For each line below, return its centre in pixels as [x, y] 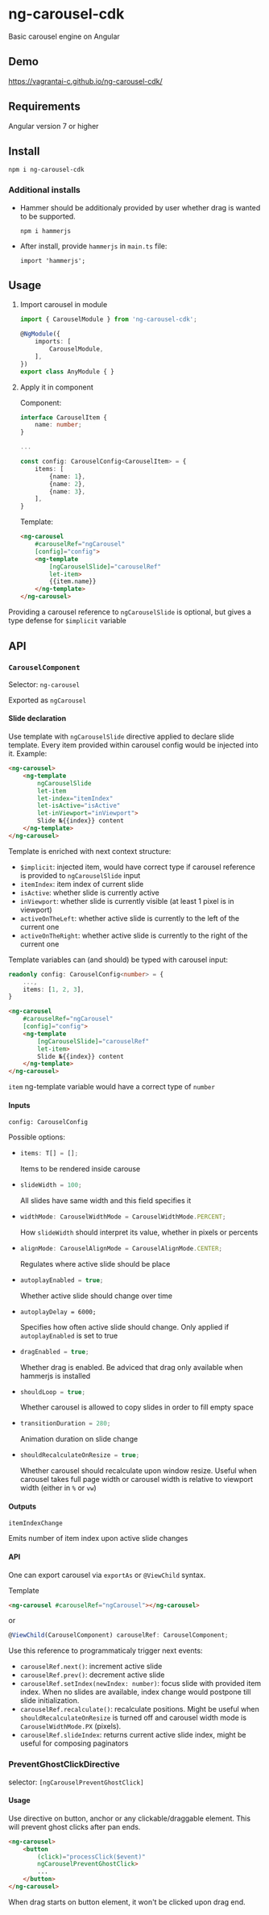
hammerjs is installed [55, 1376]
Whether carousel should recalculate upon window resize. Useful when [138, 1471]
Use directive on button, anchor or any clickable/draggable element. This [130, 1818]
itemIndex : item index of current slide [82, 884]
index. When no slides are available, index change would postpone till [135, 1692]
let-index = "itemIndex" [75, 798]
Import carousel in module [64, 305]
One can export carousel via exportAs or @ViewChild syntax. [107, 1575]
